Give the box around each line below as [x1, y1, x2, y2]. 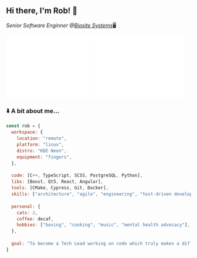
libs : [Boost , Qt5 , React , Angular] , [11, 179, 104, 185]
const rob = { [6, 123, 41, 129]
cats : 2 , [16, 209, 38, 216]
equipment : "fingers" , [16, 154, 72, 160]
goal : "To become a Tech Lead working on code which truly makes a [11, 241, 180, 247]
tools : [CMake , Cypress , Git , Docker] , [11, 185, 109, 191]
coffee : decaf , [16, 216, 54, 222]
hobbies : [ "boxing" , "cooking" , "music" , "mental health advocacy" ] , [16, 222, 191, 228]
